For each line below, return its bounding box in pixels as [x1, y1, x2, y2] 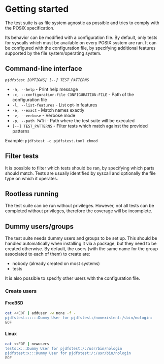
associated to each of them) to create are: [5, 251, 91, 257]
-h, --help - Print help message [12, 86, 78, 92]
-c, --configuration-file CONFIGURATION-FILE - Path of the [12, 91, 134, 97]
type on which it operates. [5, 175, 58, 181]
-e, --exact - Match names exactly [12, 107, 85, 113]
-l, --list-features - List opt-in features [12, 102, 98, 108]
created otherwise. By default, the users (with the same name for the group [5, 246, 158, 252]
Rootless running [5, 190, 59, 198]
